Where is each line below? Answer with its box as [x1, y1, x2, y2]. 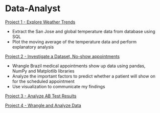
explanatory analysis [12, 44, 54, 50]
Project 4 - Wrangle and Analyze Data [5, 102, 82, 108]
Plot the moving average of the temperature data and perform [12, 38, 137, 44]
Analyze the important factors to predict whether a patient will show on [12, 73, 156, 79]
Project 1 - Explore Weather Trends [5, 19, 76, 25]
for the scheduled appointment [12, 78, 75, 84]
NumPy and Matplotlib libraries [12, 68, 75, 74]
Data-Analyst [5, 3, 61, 14]
